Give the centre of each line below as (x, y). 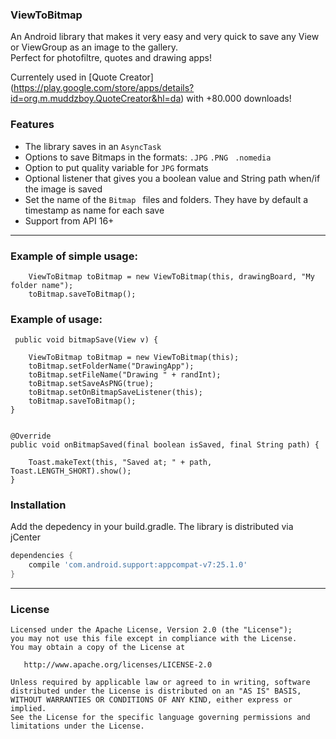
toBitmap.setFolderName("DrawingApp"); (111, 366)
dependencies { (42, 556)
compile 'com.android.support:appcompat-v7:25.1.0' (138, 565)
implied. (28, 709)
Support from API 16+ (69, 220)
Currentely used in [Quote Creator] (82, 77)
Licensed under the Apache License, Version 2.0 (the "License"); (151, 630)
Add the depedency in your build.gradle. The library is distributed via (152, 527)
